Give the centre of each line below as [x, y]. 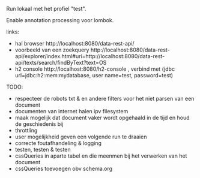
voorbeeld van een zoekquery [52, 50]
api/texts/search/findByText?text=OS [61, 63]
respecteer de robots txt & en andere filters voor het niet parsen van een [105, 99]
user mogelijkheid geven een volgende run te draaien [81, 137]
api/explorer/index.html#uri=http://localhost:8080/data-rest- [90, 56]
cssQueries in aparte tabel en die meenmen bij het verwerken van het [101, 156]
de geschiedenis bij [39, 124]
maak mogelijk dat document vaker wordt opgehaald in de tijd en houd [102, 117]
